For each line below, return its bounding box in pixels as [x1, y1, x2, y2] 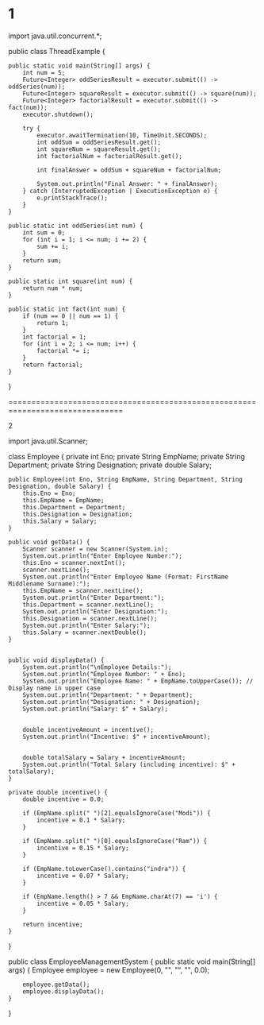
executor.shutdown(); [22, 110, 94, 118]
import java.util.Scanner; [8, 436, 89, 446]
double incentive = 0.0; [22, 795, 105, 803]
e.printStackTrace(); [36, 194, 109, 202]
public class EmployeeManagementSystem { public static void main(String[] [8, 957, 256, 966]
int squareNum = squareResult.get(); [36, 145, 161, 153]
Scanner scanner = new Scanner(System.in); [22, 545, 169, 553]
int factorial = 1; [22, 333, 87, 341]
